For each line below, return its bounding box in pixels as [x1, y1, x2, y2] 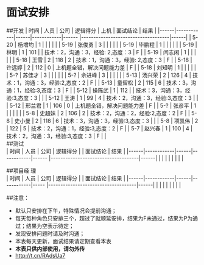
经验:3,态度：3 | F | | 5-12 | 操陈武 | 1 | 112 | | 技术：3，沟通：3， [24, 87, 186, 94]
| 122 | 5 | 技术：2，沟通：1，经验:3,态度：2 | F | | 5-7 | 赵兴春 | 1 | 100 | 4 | [6, 124, 193, 132]
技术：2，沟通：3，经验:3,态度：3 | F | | [6, 132, 107, 140]
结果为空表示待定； [26, 222, 74, 229]
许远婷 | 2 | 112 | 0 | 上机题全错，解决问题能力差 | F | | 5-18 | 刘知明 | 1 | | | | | [6, 63, 197, 71]
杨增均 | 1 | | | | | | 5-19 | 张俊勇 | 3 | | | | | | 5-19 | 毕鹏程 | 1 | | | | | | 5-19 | [17, 41, 198, 48]
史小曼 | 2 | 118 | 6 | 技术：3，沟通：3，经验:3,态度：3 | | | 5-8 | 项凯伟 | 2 [14, 117, 199, 124]
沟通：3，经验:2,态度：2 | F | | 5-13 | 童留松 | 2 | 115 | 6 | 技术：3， [24, 79, 191, 86]
